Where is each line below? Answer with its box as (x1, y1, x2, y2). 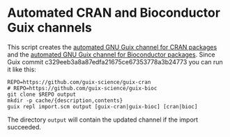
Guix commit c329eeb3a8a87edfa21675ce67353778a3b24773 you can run (7, 57, 223, 66)
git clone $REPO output (7, 91, 77, 98)
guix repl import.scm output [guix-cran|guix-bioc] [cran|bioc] (7, 103, 198, 110)
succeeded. (7, 122, 42, 131)
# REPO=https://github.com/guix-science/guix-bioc (7, 85, 158, 92)
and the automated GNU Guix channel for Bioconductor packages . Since (7, 50, 215, 59)
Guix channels (7, 20, 92, 36)
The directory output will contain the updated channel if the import (7, 115, 199, 124)
